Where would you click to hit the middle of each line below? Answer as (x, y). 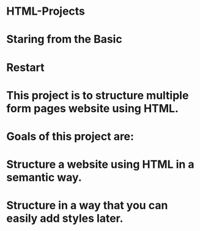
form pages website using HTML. (93, 108)
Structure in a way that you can (87, 206)
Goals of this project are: (70, 136)
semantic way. (44, 177)
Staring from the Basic (64, 40)
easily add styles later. (65, 218)
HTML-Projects (46, 11)
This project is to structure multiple (98, 95)
